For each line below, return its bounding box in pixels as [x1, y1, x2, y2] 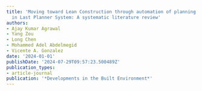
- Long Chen [6, 37, 36, 43]
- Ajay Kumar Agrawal [6, 25, 61, 32]
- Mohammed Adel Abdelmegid [6, 43, 77, 48]
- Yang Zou [6, 31, 34, 37]
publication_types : [6, 64, 56, 71]
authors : [6, 20, 28, 26]
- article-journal [6, 70, 53, 76]
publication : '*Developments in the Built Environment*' [6, 75, 153, 81]
